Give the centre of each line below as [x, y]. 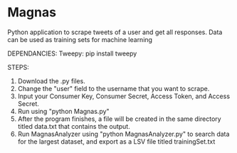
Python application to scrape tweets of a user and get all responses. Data [115, 32]
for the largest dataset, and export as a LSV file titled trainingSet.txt [116, 141]
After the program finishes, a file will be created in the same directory [120, 119]
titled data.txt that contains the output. [74, 126]
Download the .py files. [51, 81]
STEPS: [19, 67]
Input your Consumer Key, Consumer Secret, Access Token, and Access [123, 96]
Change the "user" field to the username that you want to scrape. [114, 88]
